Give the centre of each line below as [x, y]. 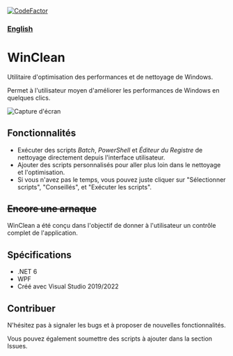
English [20, 29]
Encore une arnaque [52, 209]
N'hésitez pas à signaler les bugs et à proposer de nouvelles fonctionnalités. [116, 325]
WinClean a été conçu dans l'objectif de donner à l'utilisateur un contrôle [112, 226]
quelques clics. [29, 98]
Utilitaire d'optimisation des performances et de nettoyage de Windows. [110, 77]
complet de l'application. [43, 233]
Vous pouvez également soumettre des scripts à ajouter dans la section [110, 339]
